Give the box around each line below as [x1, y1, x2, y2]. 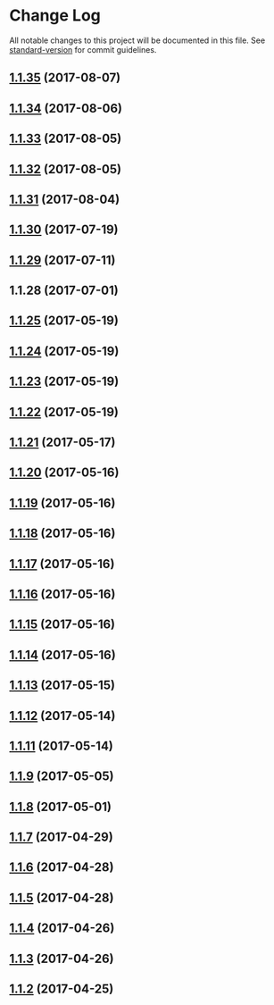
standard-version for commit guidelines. [9, 44, 157, 54]
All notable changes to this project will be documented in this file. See [9, 35, 266, 46]
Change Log [9, 5, 101, 26]
